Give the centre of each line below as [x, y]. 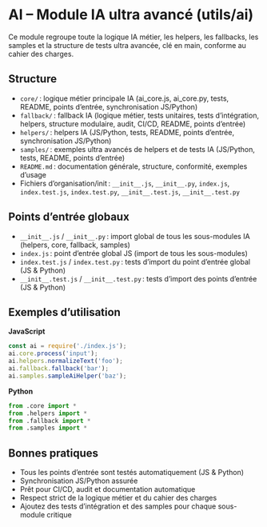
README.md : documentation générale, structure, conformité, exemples [133, 166]
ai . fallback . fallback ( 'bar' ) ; [59, 369]
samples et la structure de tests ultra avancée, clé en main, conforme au [127, 45]
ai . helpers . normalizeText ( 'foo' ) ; [66, 361]
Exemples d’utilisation [65, 312]
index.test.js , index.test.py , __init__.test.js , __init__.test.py [130, 192]
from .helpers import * [48, 413]
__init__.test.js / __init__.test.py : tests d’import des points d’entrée [138, 278]
